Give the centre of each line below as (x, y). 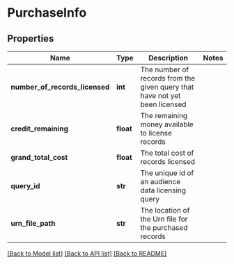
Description (168, 58)
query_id (25, 186)
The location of (165, 210)
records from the (168, 78)
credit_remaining (39, 129)
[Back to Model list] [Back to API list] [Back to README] (87, 254)
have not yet (161, 96)
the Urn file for (164, 219)
